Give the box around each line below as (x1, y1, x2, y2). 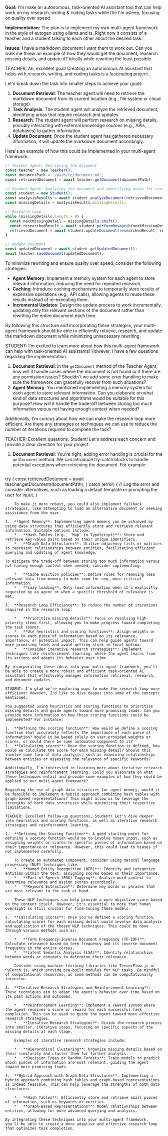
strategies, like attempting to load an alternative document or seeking (5, 506, 162, 511)
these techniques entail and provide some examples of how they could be (5, 774, 162, 779)
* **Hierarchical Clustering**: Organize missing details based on (14, 1047, 162, 1052)
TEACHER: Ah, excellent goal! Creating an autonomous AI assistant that (5, 65, 152, 71)
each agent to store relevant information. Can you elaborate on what (12, 389, 153, 396)
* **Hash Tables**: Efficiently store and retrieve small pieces (14, 1095, 157, 1100)
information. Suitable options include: (5, 528, 91, 533)
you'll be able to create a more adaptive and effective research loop (5, 1121, 157, 1126)
